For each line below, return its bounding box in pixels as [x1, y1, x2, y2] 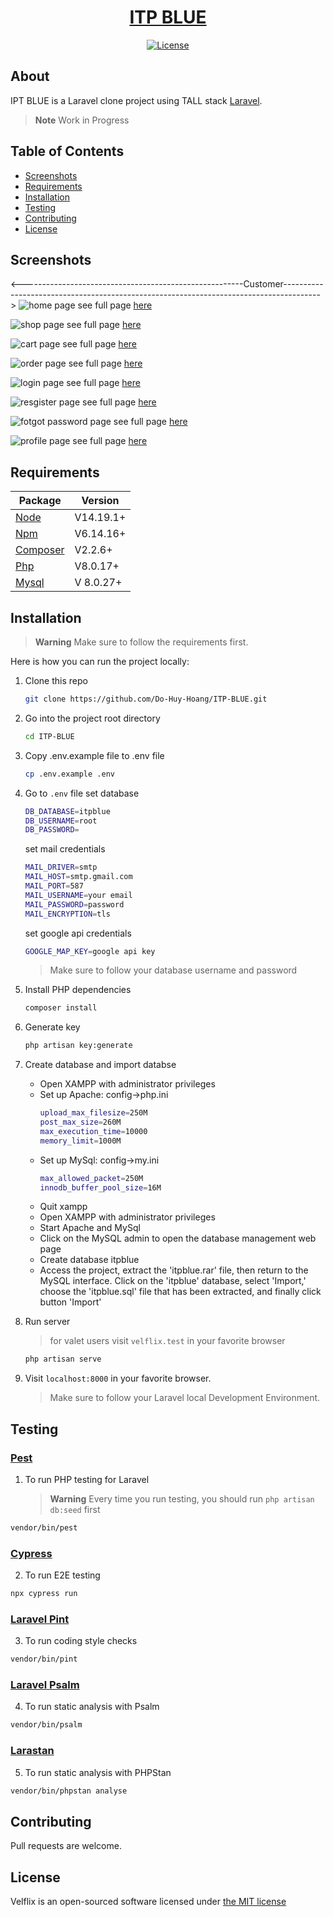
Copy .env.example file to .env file [24, 749, 165, 761]
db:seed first [49, 1503, 101, 1515]
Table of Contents [10, 143, 125, 160]
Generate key [24, 1021, 81, 1033]
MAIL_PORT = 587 [24, 881, 84, 891]
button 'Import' [39, 1296, 102, 1308]
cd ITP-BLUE [24, 731, 75, 741]
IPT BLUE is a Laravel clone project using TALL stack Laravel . [10, 94, 263, 106]
